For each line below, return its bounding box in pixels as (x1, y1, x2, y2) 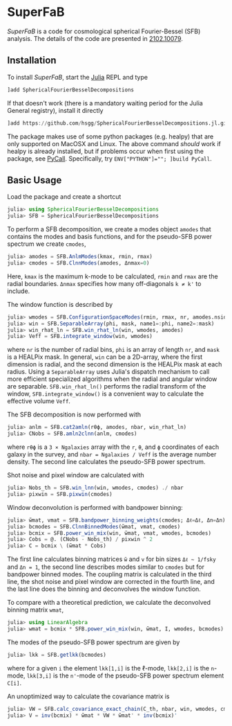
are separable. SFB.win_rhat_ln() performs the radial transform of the (7, 382, 206, 391)
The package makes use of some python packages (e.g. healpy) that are (7, 132, 214, 141)
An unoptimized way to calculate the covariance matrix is (7, 692, 170, 700)
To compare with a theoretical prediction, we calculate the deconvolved (7, 599, 211, 607)
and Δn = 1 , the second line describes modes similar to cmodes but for (7, 563, 205, 572)
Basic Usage (7, 174, 62, 186)
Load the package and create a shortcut (7, 193, 122, 201)
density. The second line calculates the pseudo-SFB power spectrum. (7, 458, 206, 466)
